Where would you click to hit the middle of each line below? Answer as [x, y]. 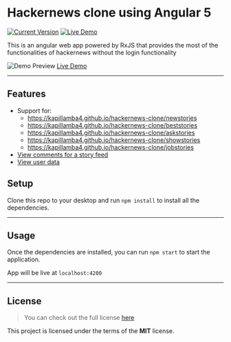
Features [26, 94]
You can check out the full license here [79, 318]
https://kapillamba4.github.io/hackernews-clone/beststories [112, 125]
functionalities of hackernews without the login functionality [92, 52]
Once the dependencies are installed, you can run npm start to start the [109, 252]
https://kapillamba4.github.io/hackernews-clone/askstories [111, 132]
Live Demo [72, 66]
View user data [38, 162]
